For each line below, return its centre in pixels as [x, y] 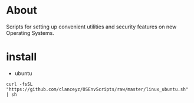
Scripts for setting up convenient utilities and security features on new [91, 27]
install [22, 57]
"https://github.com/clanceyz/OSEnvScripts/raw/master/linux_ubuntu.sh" [97, 89]
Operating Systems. [30, 33]
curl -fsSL [19, 84]
